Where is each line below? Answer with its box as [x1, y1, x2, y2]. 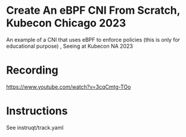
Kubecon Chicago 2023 [6, 16, 126, 30]
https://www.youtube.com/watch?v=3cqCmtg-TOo [6, 83, 131, 90]
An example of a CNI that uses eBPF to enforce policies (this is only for [6, 36, 181, 43]
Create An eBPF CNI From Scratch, [6, 4, 181, 17]
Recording [6, 63, 58, 77]
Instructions [6, 104, 68, 118]
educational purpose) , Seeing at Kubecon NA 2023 [6, 42, 133, 50]
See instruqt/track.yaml [6, 124, 64, 131]
